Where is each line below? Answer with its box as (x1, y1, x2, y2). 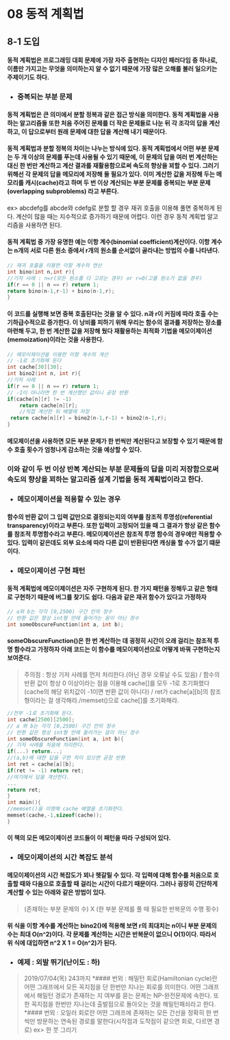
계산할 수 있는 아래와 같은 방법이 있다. (7, 888, 106, 896)
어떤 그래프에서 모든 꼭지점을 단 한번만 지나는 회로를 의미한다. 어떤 (23, 983, 201, 991)
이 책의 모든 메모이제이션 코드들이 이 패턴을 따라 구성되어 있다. (7, 834, 171, 842)
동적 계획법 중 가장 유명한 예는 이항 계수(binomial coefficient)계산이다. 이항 (7, 238, 210, 246)
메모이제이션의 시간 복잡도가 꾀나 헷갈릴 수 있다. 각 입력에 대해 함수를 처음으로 (7, 871, 212, 879)
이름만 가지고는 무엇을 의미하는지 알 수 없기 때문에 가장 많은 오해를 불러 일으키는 (7, 64, 218, 73)
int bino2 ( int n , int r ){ (7, 370, 81, 377)
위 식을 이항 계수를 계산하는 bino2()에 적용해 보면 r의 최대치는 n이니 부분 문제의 (7, 921, 217, 930)
